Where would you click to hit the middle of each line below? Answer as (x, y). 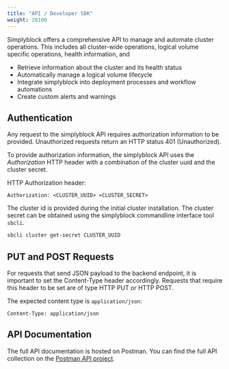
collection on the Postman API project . (61, 358)
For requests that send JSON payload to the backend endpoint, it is (102, 273)
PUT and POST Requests (60, 257)
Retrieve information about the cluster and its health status (99, 67)
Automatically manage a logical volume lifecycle (84, 74)
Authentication (40, 118)
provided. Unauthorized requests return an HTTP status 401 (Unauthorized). (114, 142)
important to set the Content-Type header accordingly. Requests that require (115, 281)
